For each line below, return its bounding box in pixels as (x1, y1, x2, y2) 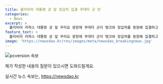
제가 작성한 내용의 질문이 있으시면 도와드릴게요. (5, 63, 95, 68)
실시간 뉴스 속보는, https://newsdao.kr (5, 73, 79, 79)
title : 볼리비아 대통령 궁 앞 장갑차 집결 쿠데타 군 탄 (5, 7, 101, 12)
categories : (5, 12, 29, 17)
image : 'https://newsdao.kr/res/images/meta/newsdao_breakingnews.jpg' (5, 39, 153, 44)
